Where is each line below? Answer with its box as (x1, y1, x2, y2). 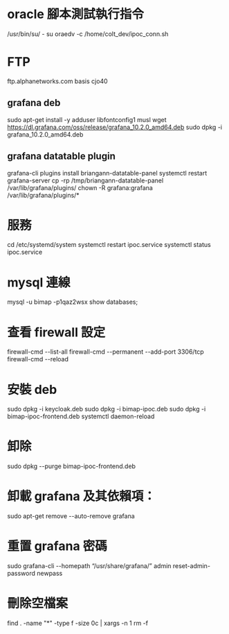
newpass (37, 569, 63, 578)
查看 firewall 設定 (7, 324, 106, 340)
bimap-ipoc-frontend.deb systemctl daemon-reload (7, 412, 155, 420)
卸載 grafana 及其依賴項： (7, 488, 156, 504)
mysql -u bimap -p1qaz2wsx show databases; (7, 298, 138, 306)
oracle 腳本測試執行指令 (7, 6, 144, 22)
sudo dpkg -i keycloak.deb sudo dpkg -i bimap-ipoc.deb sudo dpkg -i (7, 405, 206, 413)
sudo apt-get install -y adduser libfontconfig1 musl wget (7, 115, 167, 123)
